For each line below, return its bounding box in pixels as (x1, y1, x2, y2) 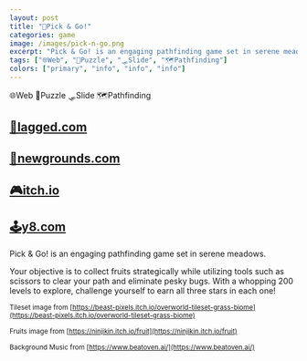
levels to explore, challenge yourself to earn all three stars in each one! (9, 284, 276, 296)
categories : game (9, 30, 76, 39)
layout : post (9, 13, 59, 23)
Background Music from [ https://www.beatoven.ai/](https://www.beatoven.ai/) (9, 343, 256, 352)
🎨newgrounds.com (9, 150, 121, 166)
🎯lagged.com (9, 119, 88, 135)
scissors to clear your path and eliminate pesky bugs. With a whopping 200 (9, 275, 294, 286)
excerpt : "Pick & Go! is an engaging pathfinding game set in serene (9, 47, 281, 57)
